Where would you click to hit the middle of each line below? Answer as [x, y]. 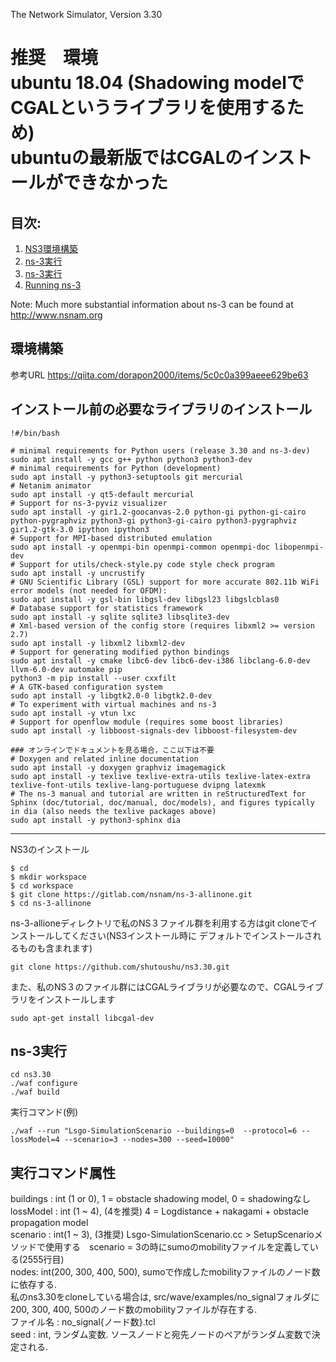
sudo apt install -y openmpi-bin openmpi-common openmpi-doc [140, 547]
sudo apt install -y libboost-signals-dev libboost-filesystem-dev [154, 730]
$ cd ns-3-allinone [51, 903]
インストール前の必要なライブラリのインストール [161, 409]
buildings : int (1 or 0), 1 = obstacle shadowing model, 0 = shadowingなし [160, 1199]
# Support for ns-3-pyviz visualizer [89, 503]
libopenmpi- [299, 547]
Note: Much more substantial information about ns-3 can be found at [152, 304]
